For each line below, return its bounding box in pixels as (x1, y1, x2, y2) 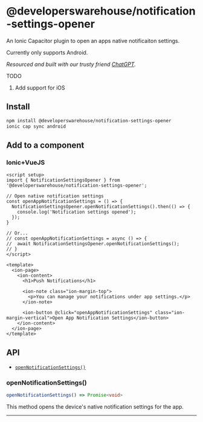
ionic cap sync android (6, 123, 66, 130)
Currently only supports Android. (6, 48, 88, 56)
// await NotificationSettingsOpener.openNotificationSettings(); (6, 241, 180, 247)
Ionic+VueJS (6, 158, 45, 166)
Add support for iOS (14, 84, 65, 91)
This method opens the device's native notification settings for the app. (6, 403, 184, 410)
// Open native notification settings (6, 193, 104, 199)
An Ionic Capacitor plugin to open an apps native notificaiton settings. (6, 37, 180, 44)
